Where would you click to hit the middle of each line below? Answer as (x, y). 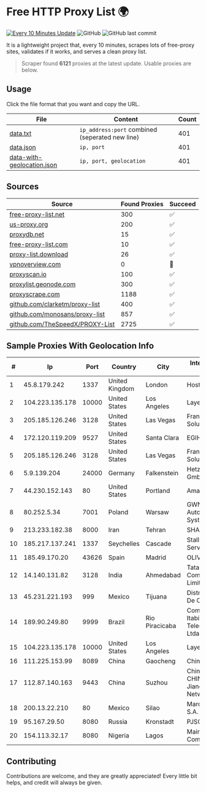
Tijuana (156, 597)
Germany (121, 473)
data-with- (26, 157)
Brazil (116, 622)
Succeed (183, 204)
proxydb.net (27, 234)
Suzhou (157, 683)
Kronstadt (160, 722)
